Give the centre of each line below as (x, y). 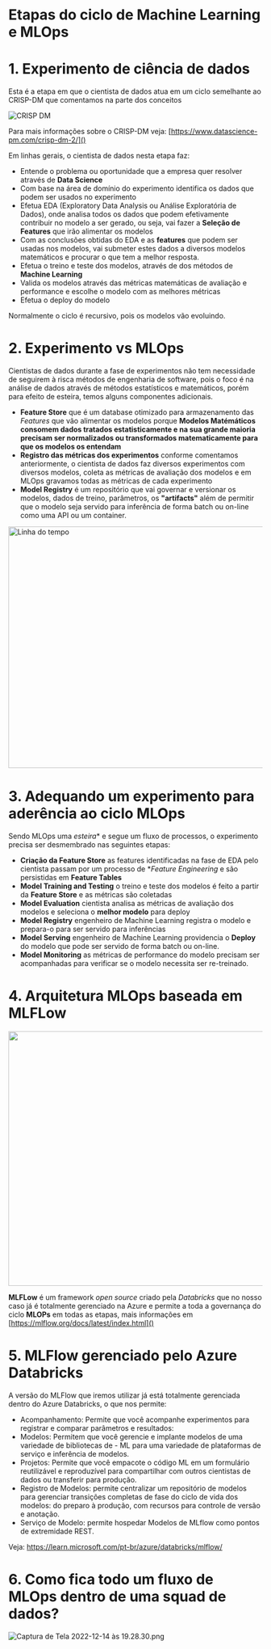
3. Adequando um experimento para (131, 797)
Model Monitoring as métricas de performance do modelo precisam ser (140, 955)
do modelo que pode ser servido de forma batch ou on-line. (119, 946)
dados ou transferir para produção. (78, 1479)
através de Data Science (61, 180)
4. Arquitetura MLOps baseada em (126, 996)
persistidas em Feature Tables (71, 877)
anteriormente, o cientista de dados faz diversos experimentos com (132, 464)
